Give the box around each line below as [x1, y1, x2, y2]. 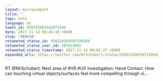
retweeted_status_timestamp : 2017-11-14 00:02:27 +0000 [5, 48, 120, 52]
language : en [5, 20, 32, 26]
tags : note [5, 16, 27, 21]
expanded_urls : [5, 52, 36, 57]
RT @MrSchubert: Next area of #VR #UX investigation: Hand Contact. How [5, 65, 154, 71]
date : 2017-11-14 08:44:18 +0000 [5, 30, 73, 34]
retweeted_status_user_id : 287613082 [5, 43, 81, 48]
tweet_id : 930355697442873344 [5, 25, 66, 30]
